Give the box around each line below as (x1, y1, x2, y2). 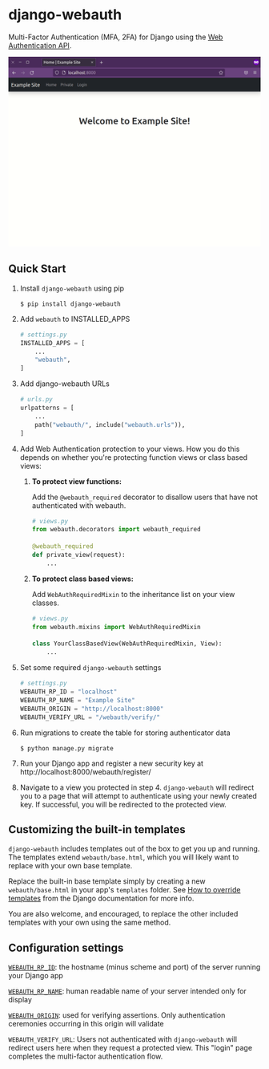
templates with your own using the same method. (8, 917, 171, 928)
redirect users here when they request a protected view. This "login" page (8, 1043, 253, 1053)
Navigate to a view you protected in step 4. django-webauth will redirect (19, 782, 255, 792)
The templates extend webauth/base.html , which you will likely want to (8, 852, 239, 862)
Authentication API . (8, 40, 72, 50)
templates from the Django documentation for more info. (8, 893, 195, 904)
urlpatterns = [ (19, 404, 74, 412)
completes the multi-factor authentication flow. (8, 1051, 163, 1061)
